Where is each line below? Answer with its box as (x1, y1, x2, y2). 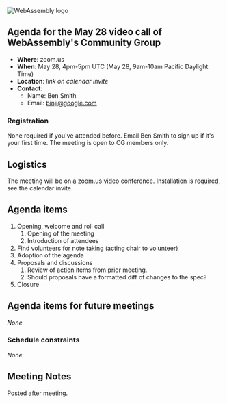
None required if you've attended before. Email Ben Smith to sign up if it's (7, 131, 215, 140)
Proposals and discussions (16, 258, 93, 266)
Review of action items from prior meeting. (27, 266, 148, 274)
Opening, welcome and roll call (16, 222, 105, 230)
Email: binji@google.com (27, 99, 97, 107)
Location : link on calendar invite (16, 77, 109, 85)
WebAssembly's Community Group (7, 37, 161, 49)
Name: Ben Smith (27, 91, 77, 99)
